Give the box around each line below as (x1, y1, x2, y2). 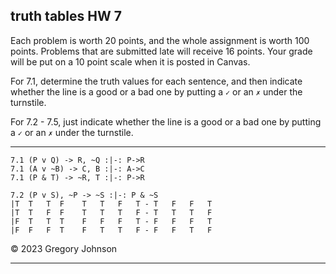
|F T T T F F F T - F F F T (10, 216, 213, 226)
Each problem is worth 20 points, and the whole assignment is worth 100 (10, 34, 310, 46)
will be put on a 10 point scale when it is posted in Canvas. (10, 55, 251, 68)
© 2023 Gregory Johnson (10, 242, 118, 254)
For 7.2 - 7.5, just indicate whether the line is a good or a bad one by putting (10, 115, 322, 128)
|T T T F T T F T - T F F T (10, 199, 213, 209)
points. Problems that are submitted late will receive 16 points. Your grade (10, 45, 313, 57)
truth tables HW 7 (10, 8, 122, 25)
